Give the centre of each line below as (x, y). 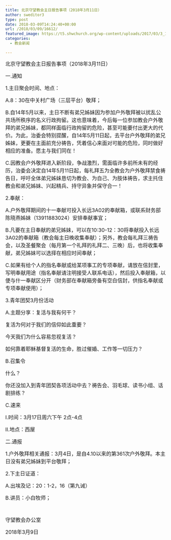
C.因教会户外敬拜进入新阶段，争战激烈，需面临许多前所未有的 (79, 163)
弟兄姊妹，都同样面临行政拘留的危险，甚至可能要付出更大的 (87, 127)
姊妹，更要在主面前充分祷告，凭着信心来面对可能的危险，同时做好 (84, 143)
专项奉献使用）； (25, 288)
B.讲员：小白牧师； (28, 498)
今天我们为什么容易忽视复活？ (41, 336)
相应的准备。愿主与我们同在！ (41, 150)
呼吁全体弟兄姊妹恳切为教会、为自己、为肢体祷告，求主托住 (92, 178)
